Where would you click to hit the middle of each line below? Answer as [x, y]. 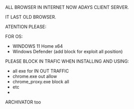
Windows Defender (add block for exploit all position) [68, 51]
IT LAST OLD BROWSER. [31, 17]
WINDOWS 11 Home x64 [38, 46]
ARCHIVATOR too [23, 102]
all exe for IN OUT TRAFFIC [41, 71]
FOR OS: [14, 36]
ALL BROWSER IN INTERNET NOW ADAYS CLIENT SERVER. [67, 7]
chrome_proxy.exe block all [41, 82]
